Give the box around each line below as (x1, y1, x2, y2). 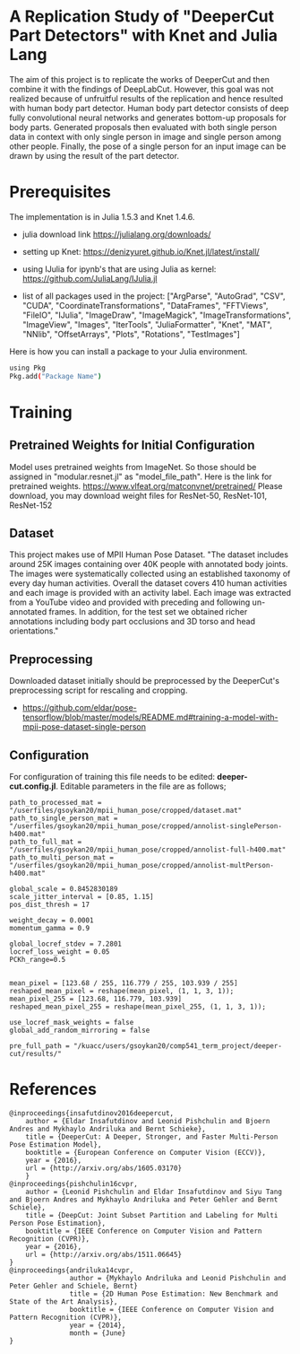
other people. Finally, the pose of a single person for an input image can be (9, 141, 287, 152)
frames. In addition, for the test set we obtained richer (48, 607, 248, 617)
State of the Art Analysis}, (9, 1297, 118, 1306)
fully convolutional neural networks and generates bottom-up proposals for (9, 112, 287, 123)
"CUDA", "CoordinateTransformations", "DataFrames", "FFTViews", (21, 300, 269, 310)
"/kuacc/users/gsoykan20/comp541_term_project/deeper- (73, 1042, 282, 1051)
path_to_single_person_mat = (9, 814, 118, 823)
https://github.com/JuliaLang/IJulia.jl (21, 273, 158, 284)
